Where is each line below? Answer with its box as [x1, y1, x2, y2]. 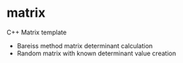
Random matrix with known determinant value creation [16, 49, 177, 57]
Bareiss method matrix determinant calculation [16, 41, 153, 50]
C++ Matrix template [6, 28, 67, 36]
